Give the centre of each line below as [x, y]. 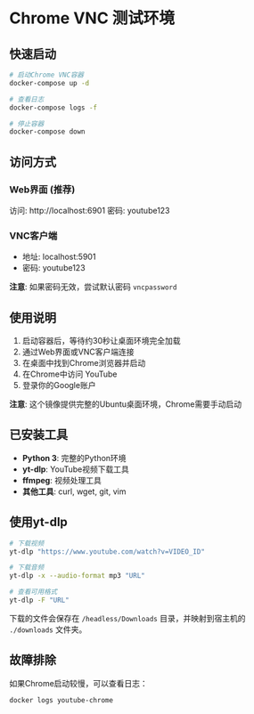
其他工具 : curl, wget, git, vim [74, 491]
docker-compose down [48, 132]
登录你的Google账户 [59, 385]
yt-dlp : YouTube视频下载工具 [75, 469]
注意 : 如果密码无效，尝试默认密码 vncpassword [93, 287]
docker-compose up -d [49, 83]
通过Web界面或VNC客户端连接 [78, 352]
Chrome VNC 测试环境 [92, 18]
